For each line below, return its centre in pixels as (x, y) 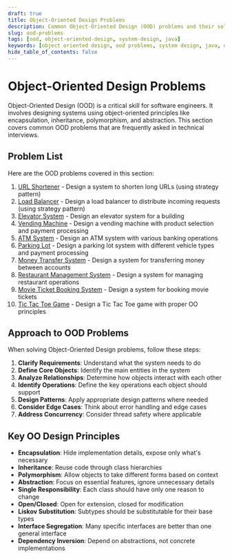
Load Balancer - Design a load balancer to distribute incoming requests (119, 201)
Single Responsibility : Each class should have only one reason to (111, 490)
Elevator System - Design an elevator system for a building (101, 216)
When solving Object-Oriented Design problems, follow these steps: (104, 350)
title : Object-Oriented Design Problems (67, 20)
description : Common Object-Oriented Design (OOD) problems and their (111, 26)
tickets (27, 296)
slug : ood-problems (36, 33)
